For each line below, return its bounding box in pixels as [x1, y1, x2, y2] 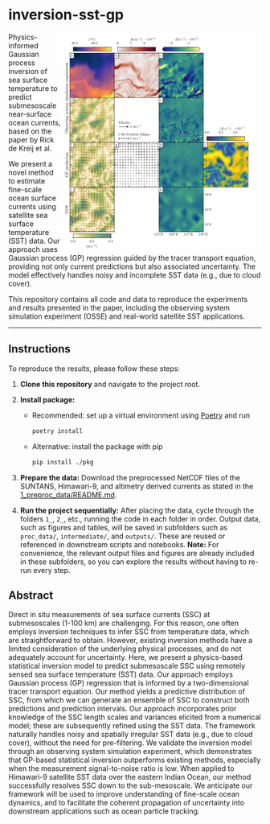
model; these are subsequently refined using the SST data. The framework [8, 721, 256, 731]
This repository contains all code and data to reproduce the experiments [8, 294, 247, 303]
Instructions [8, 342, 71, 356]
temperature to [8, 83, 58, 93]
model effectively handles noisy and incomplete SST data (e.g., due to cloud [8, 270, 261, 279]
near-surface [8, 109, 52, 118]
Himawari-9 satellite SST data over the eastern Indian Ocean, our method [8, 772, 252, 782]
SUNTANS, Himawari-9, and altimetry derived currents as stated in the [19, 481, 254, 491]
